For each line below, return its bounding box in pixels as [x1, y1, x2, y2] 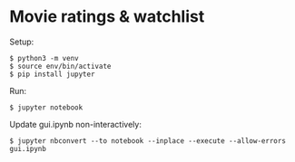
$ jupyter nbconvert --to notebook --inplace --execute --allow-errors [9, 136, 286, 146]
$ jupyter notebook [9, 102, 84, 112]
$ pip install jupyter [9, 70, 95, 79]
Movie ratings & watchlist [9, 6, 205, 27]
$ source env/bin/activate [9, 62, 112, 71]
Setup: [9, 36, 34, 47]
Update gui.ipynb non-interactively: [9, 119, 143, 129]
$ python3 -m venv [9, 53, 79, 62]
